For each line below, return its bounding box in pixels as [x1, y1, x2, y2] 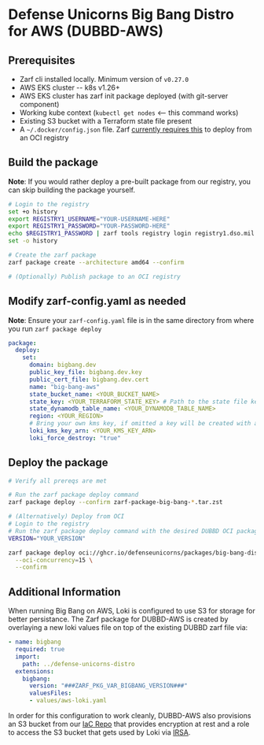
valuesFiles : [28, 689, 72, 698]
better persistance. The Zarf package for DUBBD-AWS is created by [8, 614, 229, 624]
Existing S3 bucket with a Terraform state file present [19, 117, 192, 125]
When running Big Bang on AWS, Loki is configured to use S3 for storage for [8, 606, 255, 616]
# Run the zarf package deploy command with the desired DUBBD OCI [8, 527, 234, 535]
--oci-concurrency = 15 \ [15, 556, 93, 564]
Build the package [8, 156, 99, 169]
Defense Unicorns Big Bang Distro [8, 6, 234, 24]
